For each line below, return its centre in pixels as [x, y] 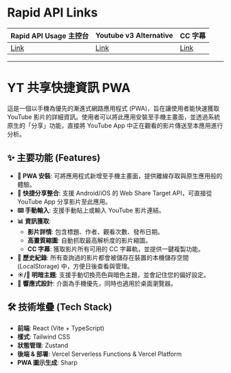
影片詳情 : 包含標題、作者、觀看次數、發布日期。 [95, 231]
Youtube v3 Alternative [134, 35]
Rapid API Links [53, 13]
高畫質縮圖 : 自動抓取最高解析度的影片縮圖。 [89, 240]
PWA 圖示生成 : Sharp [47, 362]
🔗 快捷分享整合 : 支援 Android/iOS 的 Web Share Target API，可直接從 [114, 193]
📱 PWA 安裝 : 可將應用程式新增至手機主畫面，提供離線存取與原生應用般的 [120, 175]
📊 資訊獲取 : [34, 221]
